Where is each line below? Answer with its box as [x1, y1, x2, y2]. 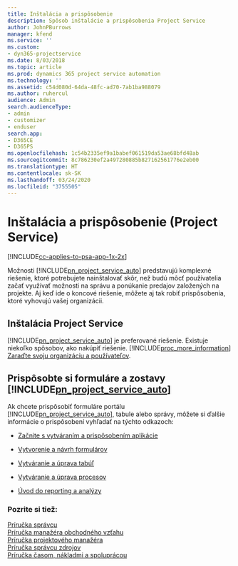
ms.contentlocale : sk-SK [7, 169, 81, 177]
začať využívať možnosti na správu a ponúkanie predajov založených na [7, 281, 219, 290]
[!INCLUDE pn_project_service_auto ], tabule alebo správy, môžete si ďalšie [7, 410, 226, 418]
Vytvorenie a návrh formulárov [17, 445, 108, 453]
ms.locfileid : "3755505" [7, 183, 81, 190]
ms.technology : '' [7, 76, 62, 84]
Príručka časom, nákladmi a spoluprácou [7, 551, 128, 560]
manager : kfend [7, 30, 53, 38]
